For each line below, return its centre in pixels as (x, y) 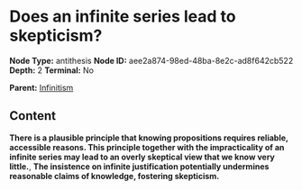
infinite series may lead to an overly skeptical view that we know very (142, 157)
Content (33, 116)
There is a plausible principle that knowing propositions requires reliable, (149, 138)
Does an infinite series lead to (123, 17)
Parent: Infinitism (41, 87)
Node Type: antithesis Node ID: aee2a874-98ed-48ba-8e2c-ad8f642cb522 (151, 60)
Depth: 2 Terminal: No (52, 70)
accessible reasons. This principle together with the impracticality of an (147, 147)
